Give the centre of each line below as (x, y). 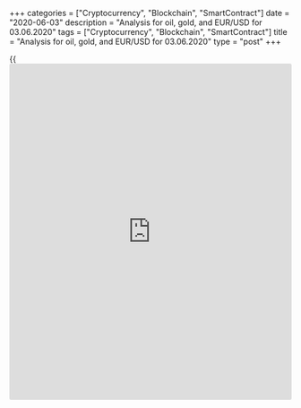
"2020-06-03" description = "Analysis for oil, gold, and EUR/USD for (136, 22)
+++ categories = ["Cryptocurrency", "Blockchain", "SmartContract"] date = (150, 13)
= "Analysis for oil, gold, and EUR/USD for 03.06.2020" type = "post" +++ (146, 41)
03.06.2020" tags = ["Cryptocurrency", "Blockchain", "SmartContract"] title (149, 32)
